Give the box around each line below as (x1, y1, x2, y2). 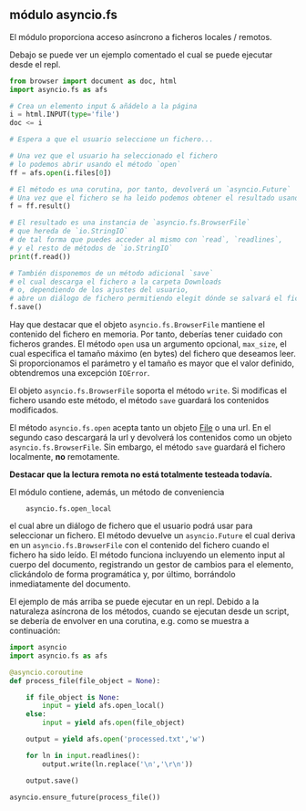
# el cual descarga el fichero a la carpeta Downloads (9, 277, 222, 286)
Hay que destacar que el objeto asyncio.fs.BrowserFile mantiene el (9, 319, 266, 330)
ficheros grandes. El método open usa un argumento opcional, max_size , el (9, 338, 287, 349)
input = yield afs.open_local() (42, 702, 166, 711)
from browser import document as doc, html (9, 77, 178, 86)
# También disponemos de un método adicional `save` (9, 268, 214, 277)
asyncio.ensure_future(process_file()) (9, 793, 161, 802)
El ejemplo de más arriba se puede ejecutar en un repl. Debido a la (9, 597, 260, 608)
